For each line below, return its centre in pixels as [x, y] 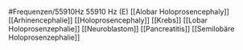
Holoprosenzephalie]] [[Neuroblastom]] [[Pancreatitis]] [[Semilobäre [121, 29]
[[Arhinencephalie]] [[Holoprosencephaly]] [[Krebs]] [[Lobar [108, 20]
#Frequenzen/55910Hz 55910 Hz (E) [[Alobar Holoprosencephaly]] [119, 12]
